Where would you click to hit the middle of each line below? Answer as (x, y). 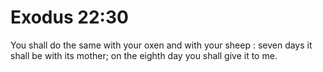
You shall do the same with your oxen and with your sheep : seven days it (161, 45)
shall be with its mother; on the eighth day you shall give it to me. (144, 55)
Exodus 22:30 (69, 17)
